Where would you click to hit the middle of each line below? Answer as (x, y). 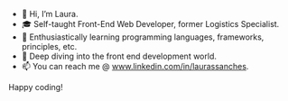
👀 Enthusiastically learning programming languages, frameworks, (143, 37)
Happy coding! (36, 87)
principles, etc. (49, 46)
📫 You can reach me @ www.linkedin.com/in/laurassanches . (135, 66)
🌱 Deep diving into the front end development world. (119, 56)
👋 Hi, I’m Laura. (50, 14)
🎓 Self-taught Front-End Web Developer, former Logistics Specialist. (150, 24)
